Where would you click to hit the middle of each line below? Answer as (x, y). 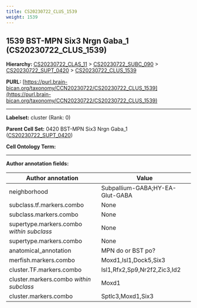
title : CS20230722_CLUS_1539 (42, 11)
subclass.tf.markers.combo (46, 205)
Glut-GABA (117, 196)
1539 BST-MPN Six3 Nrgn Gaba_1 (67, 41)
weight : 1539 (22, 17)
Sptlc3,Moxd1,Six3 (128, 296)
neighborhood (29, 192)
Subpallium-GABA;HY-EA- (139, 188)
